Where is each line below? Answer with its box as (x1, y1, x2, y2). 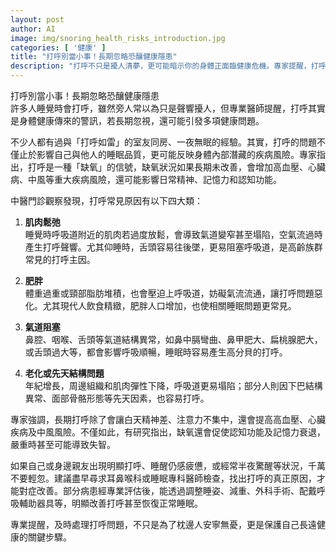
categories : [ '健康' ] (10, 42, 107, 53)
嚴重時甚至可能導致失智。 (10, 439, 116, 450)
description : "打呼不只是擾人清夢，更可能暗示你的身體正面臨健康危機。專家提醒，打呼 (10, 61, 327, 71)
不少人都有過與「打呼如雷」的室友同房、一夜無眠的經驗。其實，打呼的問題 (10, 136, 317, 148)
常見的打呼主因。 (24, 254, 96, 265)
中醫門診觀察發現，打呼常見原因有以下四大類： (10, 195, 203, 206)
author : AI (10, 24, 56, 34)
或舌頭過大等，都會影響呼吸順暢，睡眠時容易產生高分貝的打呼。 (24, 346, 288, 358)
